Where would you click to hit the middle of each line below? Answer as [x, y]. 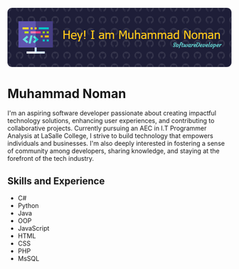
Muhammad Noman [67, 94]
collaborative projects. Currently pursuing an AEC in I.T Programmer [107, 128]
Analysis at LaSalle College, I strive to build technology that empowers [110, 136]
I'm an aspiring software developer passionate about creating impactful [112, 113]
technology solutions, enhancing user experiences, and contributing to [111, 121]
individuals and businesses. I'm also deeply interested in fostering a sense [116, 144]
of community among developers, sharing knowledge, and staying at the [114, 151]
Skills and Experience [56, 181]
